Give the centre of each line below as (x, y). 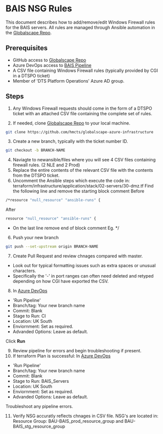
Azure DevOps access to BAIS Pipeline (52, 65)
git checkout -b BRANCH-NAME (35, 151)
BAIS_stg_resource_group (39, 426)
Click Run (16, 341)
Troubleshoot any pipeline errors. (39, 406)
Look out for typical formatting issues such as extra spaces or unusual (84, 265)
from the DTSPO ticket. (36, 176)
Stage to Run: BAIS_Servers (41, 381)
